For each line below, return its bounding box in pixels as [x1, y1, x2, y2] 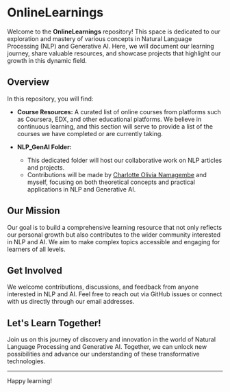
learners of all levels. [7, 245, 66, 253]
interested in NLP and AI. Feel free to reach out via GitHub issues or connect [7, 290, 222, 298]
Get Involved [7, 265, 63, 276]
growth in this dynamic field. [7, 56, 88, 64]
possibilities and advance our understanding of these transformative [7, 350, 200, 358]
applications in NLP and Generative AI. [27, 185, 136, 193]
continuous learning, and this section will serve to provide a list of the [16, 122, 214, 131]
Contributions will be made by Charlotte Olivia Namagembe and [27, 170, 207, 179]
